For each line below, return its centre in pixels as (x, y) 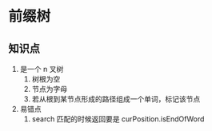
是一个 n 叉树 (42, 69)
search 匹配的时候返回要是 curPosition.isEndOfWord (118, 119)
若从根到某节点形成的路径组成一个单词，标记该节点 (116, 99)
